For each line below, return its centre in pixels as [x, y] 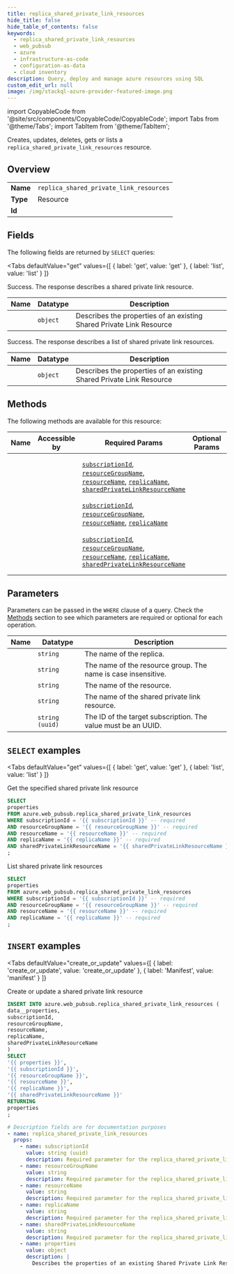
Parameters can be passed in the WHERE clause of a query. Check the [106, 610]
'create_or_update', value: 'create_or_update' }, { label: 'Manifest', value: [110, 970]
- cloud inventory [40, 72]
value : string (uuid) [57, 1153]
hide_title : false [34, 20]
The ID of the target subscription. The [146, 717]
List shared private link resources [55, 866]
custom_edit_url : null [40, 85]
